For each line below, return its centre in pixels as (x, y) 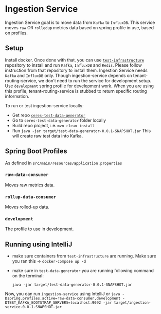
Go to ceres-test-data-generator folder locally (59, 120)
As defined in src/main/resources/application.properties (64, 163)
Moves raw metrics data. (30, 185)
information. (17, 96)
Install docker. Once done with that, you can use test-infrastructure (75, 60)
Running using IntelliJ (39, 244)
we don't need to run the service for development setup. (95, 80)
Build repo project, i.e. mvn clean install (53, 125)
